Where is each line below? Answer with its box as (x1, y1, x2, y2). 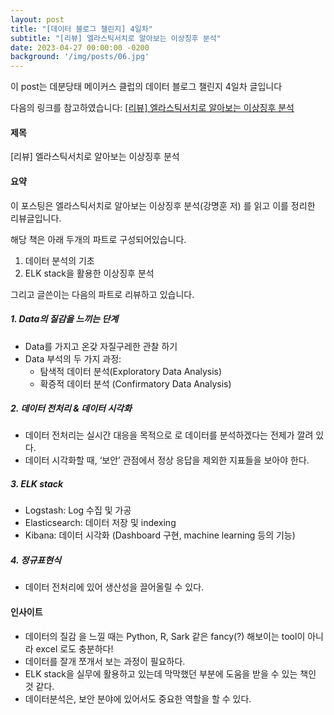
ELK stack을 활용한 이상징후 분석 (24, 267, 155, 279)
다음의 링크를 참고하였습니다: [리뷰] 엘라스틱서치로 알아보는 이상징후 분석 (10, 102, 295, 114)
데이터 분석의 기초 (24, 254, 95, 266)
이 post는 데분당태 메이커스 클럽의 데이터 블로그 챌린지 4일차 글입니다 (10, 81, 283, 93)
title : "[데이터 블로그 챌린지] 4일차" (10, 24, 153, 34)
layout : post (10, 14, 65, 25)
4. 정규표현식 (10, 554, 62, 566)
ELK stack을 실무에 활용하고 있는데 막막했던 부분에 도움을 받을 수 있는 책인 (24, 667, 317, 680)
